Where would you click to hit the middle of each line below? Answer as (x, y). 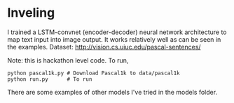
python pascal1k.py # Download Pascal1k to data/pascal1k (94, 73)
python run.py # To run (50, 79)
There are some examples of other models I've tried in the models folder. (112, 92)
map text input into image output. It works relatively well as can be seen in (114, 39)
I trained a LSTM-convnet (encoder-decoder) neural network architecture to (117, 32)
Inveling (31, 13)
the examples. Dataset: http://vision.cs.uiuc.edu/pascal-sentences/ (104, 47)
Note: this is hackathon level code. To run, (68, 60)
